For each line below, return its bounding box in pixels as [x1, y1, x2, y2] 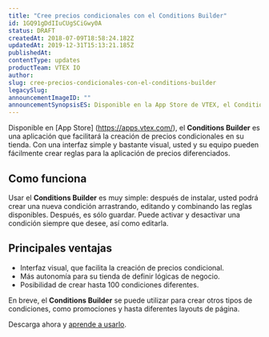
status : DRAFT [8, 26, 56, 34]
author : [8, 71, 34, 79]
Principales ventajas [8, 242, 113, 255]
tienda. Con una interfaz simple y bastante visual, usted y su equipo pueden [8, 140, 259, 150]
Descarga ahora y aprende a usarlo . [8, 319, 126, 329]
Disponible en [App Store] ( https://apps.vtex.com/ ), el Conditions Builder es [8, 123, 260, 133]
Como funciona [8, 171, 87, 185]
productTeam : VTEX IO [8, 64, 81, 72]
